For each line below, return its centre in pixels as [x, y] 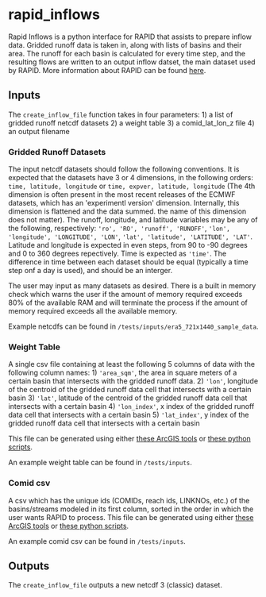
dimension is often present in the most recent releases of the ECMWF [122, 195]
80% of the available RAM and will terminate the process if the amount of [128, 302]
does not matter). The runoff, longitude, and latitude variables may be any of [133, 220]
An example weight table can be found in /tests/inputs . [100, 463]
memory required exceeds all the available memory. [93, 311]
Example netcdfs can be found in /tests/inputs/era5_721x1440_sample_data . [133, 326]
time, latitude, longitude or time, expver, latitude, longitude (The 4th [132, 186]
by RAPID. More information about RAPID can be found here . [107, 70]
